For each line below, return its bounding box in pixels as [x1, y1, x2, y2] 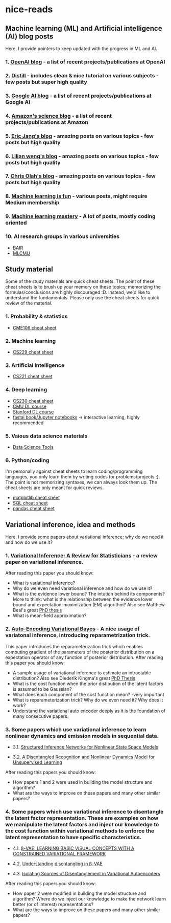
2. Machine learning [5, 337, 56, 344]
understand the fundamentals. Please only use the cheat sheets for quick [5, 295, 159, 301]
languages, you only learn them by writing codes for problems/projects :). [5, 474, 160, 480]
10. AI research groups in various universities [5, 233, 120, 240]
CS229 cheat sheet [12, 349, 54, 355]
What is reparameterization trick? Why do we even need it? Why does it [12, 697, 163, 703]
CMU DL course [12, 403, 47, 409]
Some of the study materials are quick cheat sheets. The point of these [5, 278, 155, 284]
